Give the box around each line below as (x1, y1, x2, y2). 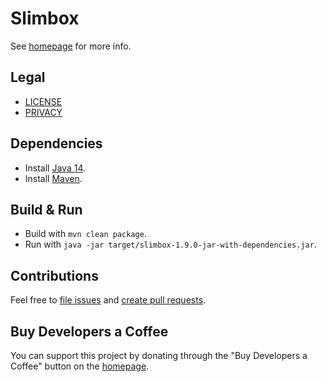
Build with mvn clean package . (24, 228, 147, 240)
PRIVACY (24, 106, 63, 118)
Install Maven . (24, 172, 83, 184)
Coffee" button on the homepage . (10, 360, 150, 372)
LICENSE (24, 95, 63, 107)
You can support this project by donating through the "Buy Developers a (10, 350, 308, 361)
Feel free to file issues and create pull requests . (10, 294, 207, 306)
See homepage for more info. (10, 40, 132, 52)
